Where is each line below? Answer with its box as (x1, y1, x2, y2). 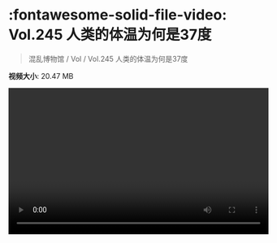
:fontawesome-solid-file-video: (8, 6, 227, 24)
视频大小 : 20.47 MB (8, 71, 74, 80)
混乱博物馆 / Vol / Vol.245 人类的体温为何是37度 (28, 54, 188, 63)
